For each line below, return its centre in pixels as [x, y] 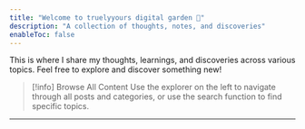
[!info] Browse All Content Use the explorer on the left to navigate [154, 88]
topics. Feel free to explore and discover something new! [116, 69]
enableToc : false [42, 34]
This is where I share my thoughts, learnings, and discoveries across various [152, 60]
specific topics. [60, 106]
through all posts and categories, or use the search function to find [157, 97]
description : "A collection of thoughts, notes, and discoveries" [138, 26]
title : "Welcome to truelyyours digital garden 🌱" [107, 18]
